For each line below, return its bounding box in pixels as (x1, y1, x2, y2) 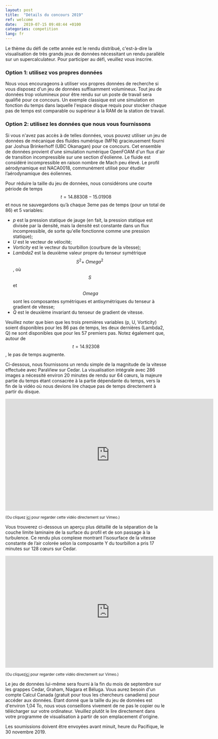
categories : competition (5, 27, 58, 32)
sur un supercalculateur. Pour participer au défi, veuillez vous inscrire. (5, 56, 153, 62)
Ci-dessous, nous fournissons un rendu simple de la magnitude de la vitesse (5, 361, 167, 367)
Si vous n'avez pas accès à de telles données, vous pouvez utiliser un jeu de (5, 132, 167, 138)
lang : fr (5, 31, 24, 36)
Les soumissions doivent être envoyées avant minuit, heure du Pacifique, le (5, 724, 164, 730)
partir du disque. (5, 388, 40, 395)
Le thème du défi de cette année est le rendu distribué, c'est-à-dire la (5, 46, 152, 51)
